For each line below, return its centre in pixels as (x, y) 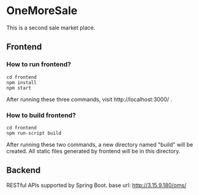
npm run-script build (34, 133)
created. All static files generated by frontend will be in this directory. (93, 151)
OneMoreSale (42, 11)
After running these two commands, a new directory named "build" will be (100, 144)
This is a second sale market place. (51, 28)
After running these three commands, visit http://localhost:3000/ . (89, 99)
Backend (24, 170)
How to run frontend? (39, 64)
